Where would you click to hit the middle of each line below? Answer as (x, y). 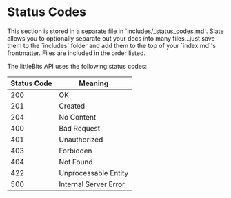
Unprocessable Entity (94, 173)
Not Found (76, 162)
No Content (78, 117)
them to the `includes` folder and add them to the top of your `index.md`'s (111, 45)
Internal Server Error (92, 184)
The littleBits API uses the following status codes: (77, 66)
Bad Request (80, 128)
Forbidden (76, 151)
